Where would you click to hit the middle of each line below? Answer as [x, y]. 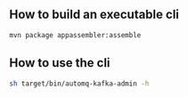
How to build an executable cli [94, 15]
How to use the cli [60, 63]
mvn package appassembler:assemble [75, 35]
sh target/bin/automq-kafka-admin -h [79, 84]
